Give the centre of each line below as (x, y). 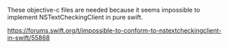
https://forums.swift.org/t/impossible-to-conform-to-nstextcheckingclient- (114, 31)
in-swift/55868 (29, 38)
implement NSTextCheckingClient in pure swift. (75, 17)
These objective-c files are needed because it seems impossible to (104, 10)
